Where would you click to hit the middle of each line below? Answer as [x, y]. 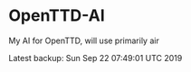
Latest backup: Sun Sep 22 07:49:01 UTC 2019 [95, 58]
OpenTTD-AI [57, 16]
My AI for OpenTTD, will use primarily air [84, 40]
